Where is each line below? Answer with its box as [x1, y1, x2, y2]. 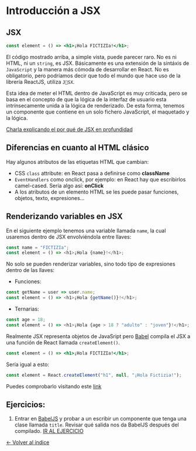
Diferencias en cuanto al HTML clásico [6, 143, 149, 153]
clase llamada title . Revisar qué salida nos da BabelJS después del [14, 421, 180, 428]
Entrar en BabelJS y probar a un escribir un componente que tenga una [14, 415, 187, 422]
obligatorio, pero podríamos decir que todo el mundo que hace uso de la [6, 72, 181, 79]
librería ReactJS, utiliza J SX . [6, 78, 75, 85]
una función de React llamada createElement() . [6, 339, 120, 346]
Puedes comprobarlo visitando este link [6, 383, 102, 390]
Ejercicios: [6, 400, 46, 409]
